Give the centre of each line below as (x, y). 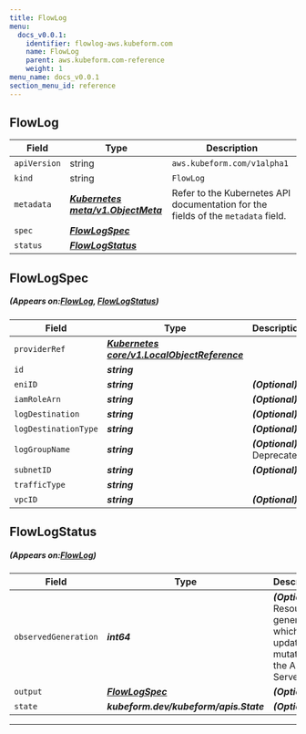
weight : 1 (45, 69)
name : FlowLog (52, 52)
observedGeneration (56, 637)
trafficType (40, 485)
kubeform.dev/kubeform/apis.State (186, 707)
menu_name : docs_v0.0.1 (55, 78)
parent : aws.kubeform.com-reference (96, 60)
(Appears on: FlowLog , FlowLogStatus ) (84, 301)
